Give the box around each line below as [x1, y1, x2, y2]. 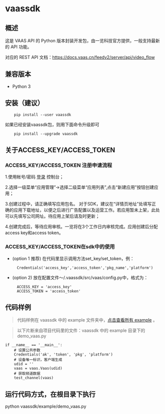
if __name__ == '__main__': [5, 343, 63, 348]
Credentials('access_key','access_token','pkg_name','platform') [17, 265, 153, 270]
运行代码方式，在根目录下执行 [5, 390, 96, 398]
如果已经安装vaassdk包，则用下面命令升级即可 [5, 121, 100, 127]
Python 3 [12, 83, 31, 89]
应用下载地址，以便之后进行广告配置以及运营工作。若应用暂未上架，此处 [13, 207, 160, 213]
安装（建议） [5, 99, 44, 107]
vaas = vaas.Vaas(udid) [14, 366, 63, 371]
